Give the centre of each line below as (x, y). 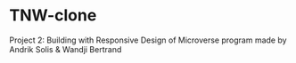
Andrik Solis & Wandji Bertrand (66, 49)
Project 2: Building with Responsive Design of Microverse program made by (148, 40)
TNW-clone (53, 16)
